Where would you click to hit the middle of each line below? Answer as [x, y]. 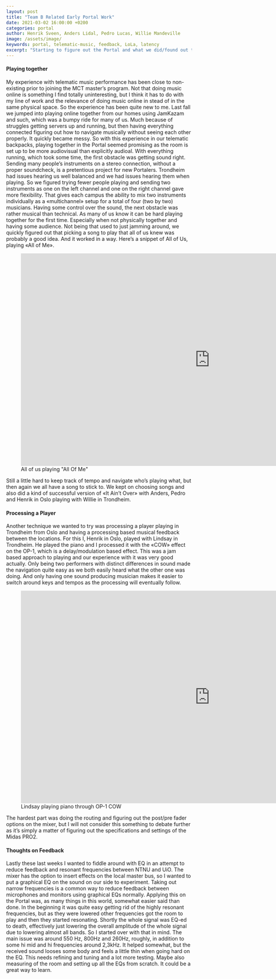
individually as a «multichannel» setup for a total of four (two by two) [90, 201]
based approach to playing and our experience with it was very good [90, 557]
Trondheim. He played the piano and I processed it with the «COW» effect [96, 545]
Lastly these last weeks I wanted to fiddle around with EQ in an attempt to [95, 863]
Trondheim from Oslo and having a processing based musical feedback [93, 533]
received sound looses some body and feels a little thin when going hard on [98, 951]
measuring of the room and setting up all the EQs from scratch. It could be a [98, 964]
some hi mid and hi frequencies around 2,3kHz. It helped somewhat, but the [98, 945]
